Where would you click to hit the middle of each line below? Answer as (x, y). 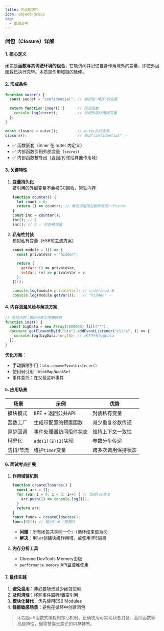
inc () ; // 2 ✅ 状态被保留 (37, 224)
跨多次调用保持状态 (115, 450)
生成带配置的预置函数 (58, 423)
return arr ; (29, 508)
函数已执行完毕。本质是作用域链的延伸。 (46, 72)
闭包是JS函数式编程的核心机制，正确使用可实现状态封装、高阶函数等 (86, 618)
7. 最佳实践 (16, 577)
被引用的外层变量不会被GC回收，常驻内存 (54, 188)
